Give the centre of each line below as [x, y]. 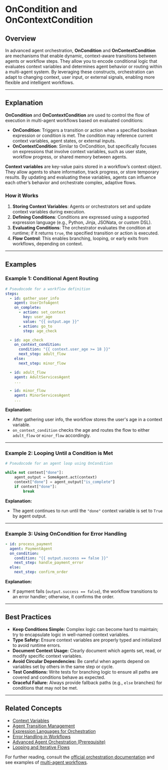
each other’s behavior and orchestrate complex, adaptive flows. [71, 182]
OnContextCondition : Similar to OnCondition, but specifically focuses [84, 146]
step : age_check [40, 331]
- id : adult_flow [28, 372]
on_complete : [28, 308]
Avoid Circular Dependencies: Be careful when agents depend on [81, 661]
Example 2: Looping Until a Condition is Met [59, 453]
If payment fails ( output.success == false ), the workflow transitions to [85, 591]
